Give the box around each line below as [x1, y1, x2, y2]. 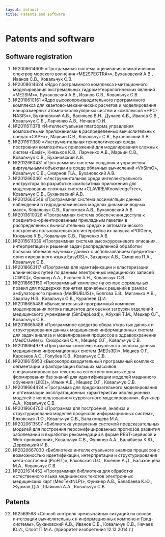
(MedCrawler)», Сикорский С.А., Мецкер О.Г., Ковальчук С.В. [12, 337, 141, 343]
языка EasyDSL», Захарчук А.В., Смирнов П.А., [54, 254, 152, 260]
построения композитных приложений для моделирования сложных [12, 144, 158, 150]
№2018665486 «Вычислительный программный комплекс [12, 300, 136, 306]
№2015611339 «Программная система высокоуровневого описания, [12, 238, 157, 244]
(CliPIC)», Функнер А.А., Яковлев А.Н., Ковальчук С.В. [12, 274, 126, 280]
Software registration [5, 53, 73, 61]
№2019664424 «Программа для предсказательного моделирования [12, 384, 158, 390]
